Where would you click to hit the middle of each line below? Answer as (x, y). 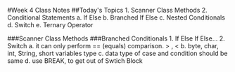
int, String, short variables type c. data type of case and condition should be (118, 53)
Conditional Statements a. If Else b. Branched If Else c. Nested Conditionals (116, 17)
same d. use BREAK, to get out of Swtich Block (75, 61)
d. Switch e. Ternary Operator (50, 25)
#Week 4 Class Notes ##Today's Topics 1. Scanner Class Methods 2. (107, 10)
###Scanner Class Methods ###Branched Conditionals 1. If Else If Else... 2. (116, 38)
